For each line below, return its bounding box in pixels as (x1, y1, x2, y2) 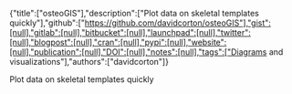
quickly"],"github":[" (9, 17, 85, 28)
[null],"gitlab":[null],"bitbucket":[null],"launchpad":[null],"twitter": (9, 27, 251, 37)
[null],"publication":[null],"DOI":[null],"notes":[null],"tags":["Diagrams (9, 47, 267, 57)
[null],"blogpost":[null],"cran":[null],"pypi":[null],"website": (9, 37, 227, 47)
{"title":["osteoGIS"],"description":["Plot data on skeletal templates (9, 8, 260, 18)
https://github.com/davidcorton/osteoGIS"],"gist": (84, 17, 272, 28)
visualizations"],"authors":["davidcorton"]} (9, 57, 169, 67)
